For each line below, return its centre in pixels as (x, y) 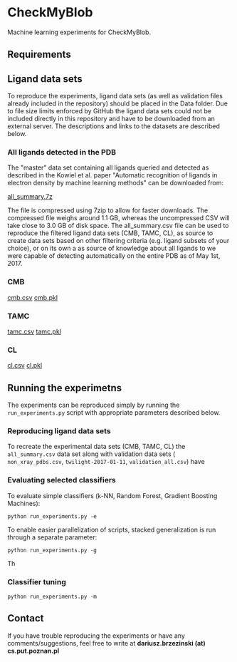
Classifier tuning (37, 581)
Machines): (24, 503)
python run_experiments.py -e (52, 516)
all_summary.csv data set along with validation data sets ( (91, 454)
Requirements (39, 55)
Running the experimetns (65, 388)
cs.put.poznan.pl (33, 651)
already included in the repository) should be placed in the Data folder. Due (117, 103)
